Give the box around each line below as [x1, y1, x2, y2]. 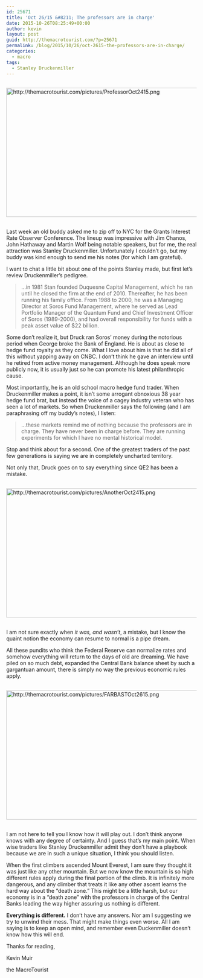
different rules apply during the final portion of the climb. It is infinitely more [6, 874, 195, 882]
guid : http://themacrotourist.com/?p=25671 [6, 37, 118, 43]
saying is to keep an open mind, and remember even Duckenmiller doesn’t [6, 925, 191, 932]
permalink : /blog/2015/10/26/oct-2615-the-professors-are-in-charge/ [6, 43, 185, 49]
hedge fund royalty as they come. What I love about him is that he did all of [6, 347, 193, 354]
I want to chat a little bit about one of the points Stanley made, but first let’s [6, 265, 193, 272]
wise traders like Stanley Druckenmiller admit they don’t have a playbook [6, 843, 187, 851]
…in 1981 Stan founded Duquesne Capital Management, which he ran [21, 283, 193, 291]
